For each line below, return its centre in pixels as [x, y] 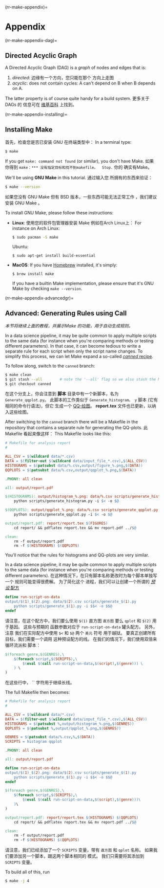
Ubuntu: [20, 247]
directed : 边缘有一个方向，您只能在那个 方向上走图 [63, 77]
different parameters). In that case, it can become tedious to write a [73, 346]
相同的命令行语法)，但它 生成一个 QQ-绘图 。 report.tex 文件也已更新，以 [79, 406]
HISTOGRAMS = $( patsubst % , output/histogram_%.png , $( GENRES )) [70, 724]
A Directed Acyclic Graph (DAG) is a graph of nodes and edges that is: [76, 67]
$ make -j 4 [17, 881]
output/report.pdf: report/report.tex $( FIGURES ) [57, 523]
